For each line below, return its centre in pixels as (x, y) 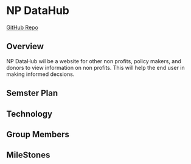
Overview (25, 46)
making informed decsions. (40, 74)
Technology (30, 114)
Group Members (38, 134)
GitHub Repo (22, 27)
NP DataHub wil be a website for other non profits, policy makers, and (94, 61)
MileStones (28, 155)
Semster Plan (32, 93)
